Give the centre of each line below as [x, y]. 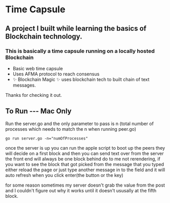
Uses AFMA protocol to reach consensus [56, 74]
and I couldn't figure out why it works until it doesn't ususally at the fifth [81, 190]
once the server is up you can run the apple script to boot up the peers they [85, 148]
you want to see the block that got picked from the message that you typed [85, 164]
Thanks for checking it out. [34, 95]
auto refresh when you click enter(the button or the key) [65, 175]
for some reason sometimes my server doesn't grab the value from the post [85, 185]
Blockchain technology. [44, 36]
